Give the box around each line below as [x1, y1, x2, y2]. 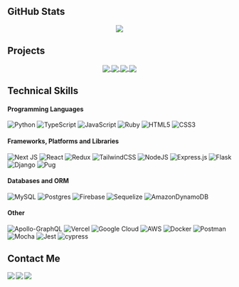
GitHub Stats [7, 6, 65, 18]
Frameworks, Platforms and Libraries [7, 137, 119, 145]
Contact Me [7, 253, 60, 265]
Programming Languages [7, 105, 84, 113]
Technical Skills [7, 85, 79, 97]
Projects [7, 45, 46, 57]
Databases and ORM [7, 177, 69, 185]
